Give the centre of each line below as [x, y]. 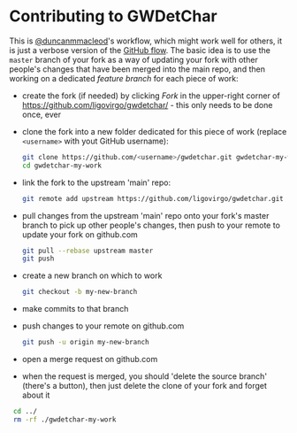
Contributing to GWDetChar [114, 16]
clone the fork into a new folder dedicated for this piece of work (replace [154, 131]
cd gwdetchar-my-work [61, 166]
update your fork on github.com [80, 234]
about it [36, 395]
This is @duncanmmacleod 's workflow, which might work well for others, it [146, 41]
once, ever [42, 114]
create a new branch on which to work [92, 275]
